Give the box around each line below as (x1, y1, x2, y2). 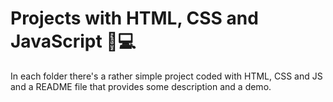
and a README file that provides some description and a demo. (10, 80, 272, 92)
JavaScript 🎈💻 (10, 30, 137, 53)
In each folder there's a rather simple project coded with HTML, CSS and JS (10, 70, 323, 82)
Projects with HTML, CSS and (10, 7, 259, 30)
